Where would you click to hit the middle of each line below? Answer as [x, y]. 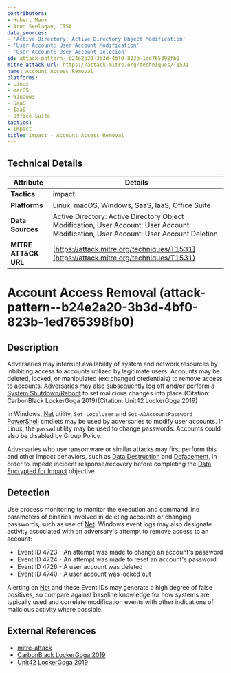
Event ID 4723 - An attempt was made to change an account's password [120, 552]
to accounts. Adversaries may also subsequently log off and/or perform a [111, 386]
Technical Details [45, 163]
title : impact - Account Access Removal [66, 135]
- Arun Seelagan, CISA [40, 26]
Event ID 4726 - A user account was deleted [80, 566]
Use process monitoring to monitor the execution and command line [103, 509]
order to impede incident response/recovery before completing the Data [109, 464]
